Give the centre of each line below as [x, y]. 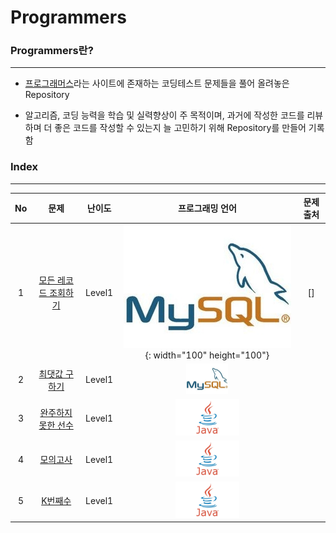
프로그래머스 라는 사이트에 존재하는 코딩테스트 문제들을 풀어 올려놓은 [157, 83]
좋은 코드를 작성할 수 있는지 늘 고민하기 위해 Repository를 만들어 [180, 128]
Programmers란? [52, 51]
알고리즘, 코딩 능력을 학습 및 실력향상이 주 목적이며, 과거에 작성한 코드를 [164, 115]
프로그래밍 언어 [207, 208]
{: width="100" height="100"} [207, 355]
